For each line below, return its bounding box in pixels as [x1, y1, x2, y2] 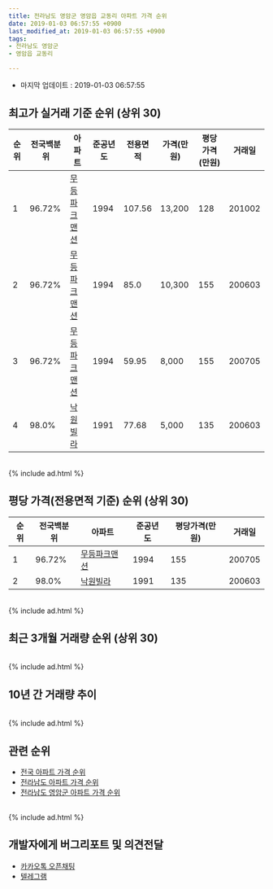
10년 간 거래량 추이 [8, 687, 97, 701]
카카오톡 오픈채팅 [19, 861, 76, 871]
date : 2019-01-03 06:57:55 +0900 [8, 20, 122, 28]
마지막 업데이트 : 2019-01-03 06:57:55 [19, 81, 145, 90]
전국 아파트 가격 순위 [19, 767, 86, 777]
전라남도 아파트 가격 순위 [19, 777, 99, 787]
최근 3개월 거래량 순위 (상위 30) [8, 632, 158, 646]
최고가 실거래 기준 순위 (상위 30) [8, 107, 162, 120]
